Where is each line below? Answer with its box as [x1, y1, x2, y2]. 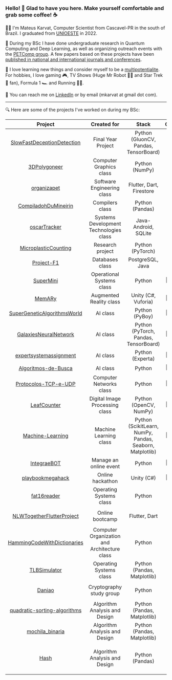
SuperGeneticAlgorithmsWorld [9, 310, 82, 317]
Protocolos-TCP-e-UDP [15, 381, 76, 388]
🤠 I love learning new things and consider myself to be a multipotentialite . [5, 67, 160, 73]
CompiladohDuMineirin [17, 202, 73, 209]
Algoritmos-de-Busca [18, 364, 73, 371]
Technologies [89, 227, 122, 234]
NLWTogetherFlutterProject [12, 513, 79, 520]
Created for [91, 121, 120, 128]
